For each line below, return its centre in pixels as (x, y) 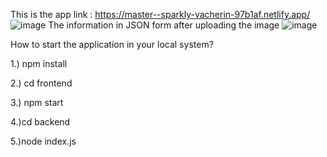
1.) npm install (39, 63)
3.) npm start (37, 102)
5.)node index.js (43, 141)
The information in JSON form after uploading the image (164, 25)
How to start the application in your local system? (112, 44)
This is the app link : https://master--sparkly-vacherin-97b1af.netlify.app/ (160, 14)
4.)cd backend (40, 122)
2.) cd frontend (41, 83)
